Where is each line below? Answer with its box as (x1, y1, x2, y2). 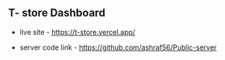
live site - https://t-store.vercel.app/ (19, 27, 136, 36)
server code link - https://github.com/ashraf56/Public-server (19, 43, 217, 52)
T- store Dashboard (8, 6, 106, 20)
